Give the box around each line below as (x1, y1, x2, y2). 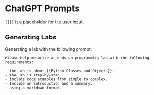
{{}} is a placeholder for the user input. (5, 19, 84, 25)
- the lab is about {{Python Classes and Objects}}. (5, 68, 115, 73)
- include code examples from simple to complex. (5, 76, 108, 82)
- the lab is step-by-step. (5, 73, 62, 77)
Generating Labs (5, 33, 57, 41)
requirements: (5, 59, 34, 65)
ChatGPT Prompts (5, 3, 80, 14)
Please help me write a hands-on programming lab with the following (5, 56, 150, 60)
